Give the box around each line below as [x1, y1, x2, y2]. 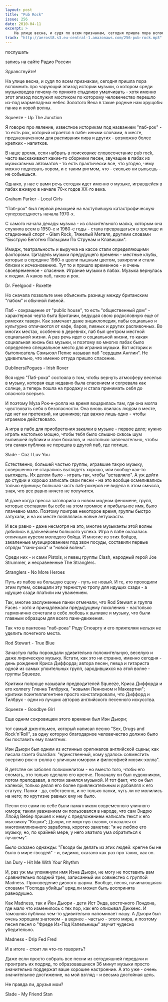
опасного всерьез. [5, 390, 45, 396]
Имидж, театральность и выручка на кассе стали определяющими [5, 246, 149, 252]
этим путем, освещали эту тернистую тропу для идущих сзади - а [5, 584, 147, 590]
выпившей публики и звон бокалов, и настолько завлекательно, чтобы [5, 436, 158, 442]
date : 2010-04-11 [5, 21, 41, 27]
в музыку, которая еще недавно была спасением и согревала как [5, 380, 146, 386]
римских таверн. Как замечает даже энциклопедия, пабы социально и [5, 317, 157, 323]
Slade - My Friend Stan [5, 991, 53, 997]
